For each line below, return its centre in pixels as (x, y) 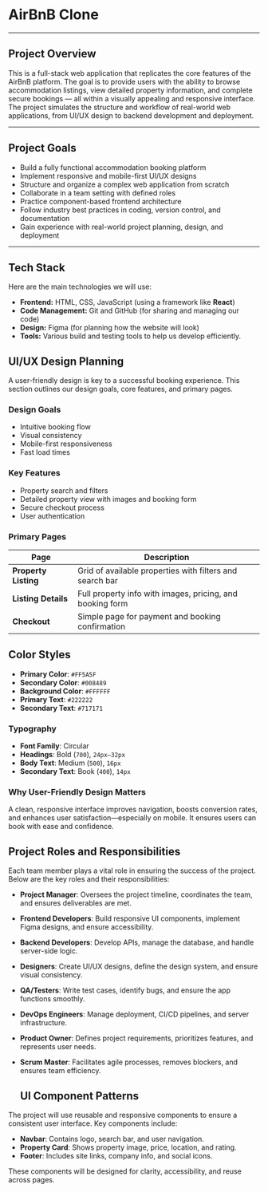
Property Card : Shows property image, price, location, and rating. (128, 1147)
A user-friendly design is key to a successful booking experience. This (124, 381)
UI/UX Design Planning (66, 361)
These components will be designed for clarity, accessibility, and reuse (125, 1171)
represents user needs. (58, 1047)
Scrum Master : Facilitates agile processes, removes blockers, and (128, 1062)
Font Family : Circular (54, 746)
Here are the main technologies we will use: (80, 287)
